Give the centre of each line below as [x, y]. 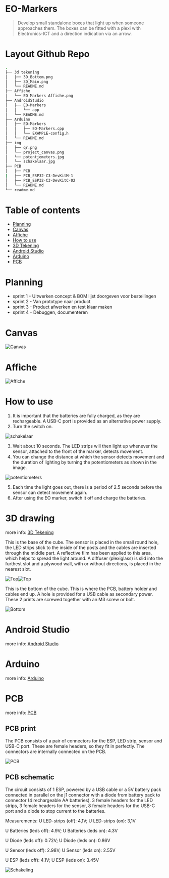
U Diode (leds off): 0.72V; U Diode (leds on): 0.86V [58, 840]
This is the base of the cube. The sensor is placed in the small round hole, [82, 542]
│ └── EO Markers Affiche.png [39, 96]
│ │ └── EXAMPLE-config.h [37, 134]
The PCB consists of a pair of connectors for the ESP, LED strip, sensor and [84, 741]
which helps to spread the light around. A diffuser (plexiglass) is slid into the [84, 558]
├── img [13, 143]
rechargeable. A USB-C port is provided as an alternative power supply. [87, 421]
